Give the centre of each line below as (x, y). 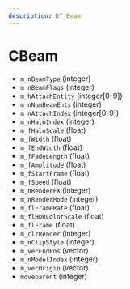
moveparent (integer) (53, 276)
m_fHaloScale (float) (53, 130)
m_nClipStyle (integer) (57, 242)
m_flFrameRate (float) (55, 207)
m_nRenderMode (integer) (59, 198)
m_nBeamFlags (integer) (57, 87)
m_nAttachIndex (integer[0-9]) (69, 113)
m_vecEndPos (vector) (54, 250)
